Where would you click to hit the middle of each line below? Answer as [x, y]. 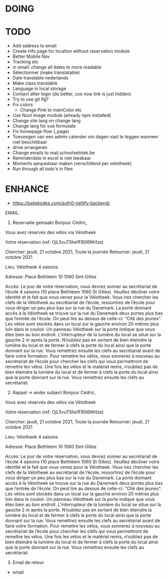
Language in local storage [39, 89]
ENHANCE [27, 189]
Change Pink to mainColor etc [51, 110]
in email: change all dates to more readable [57, 67]
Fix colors [23, 105]
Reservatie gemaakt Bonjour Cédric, [50, 223]
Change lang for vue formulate [44, 126]
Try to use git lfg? [31, 99]
